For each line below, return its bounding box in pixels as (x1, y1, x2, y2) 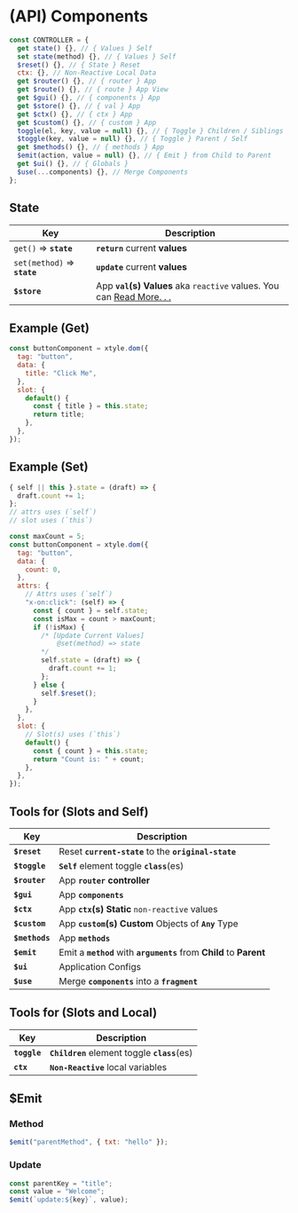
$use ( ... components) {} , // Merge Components (17, 167, 189, 177)
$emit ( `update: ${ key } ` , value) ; (9, 1195, 129, 1204)
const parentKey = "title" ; (9, 1178, 114, 1188)
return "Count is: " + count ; (32, 754, 145, 764)
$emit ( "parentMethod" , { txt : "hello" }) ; (9, 1138, 169, 1146)
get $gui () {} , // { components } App (17, 93, 161, 103)
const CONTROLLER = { (9, 35, 90, 44)
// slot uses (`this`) (9, 516, 93, 525)
